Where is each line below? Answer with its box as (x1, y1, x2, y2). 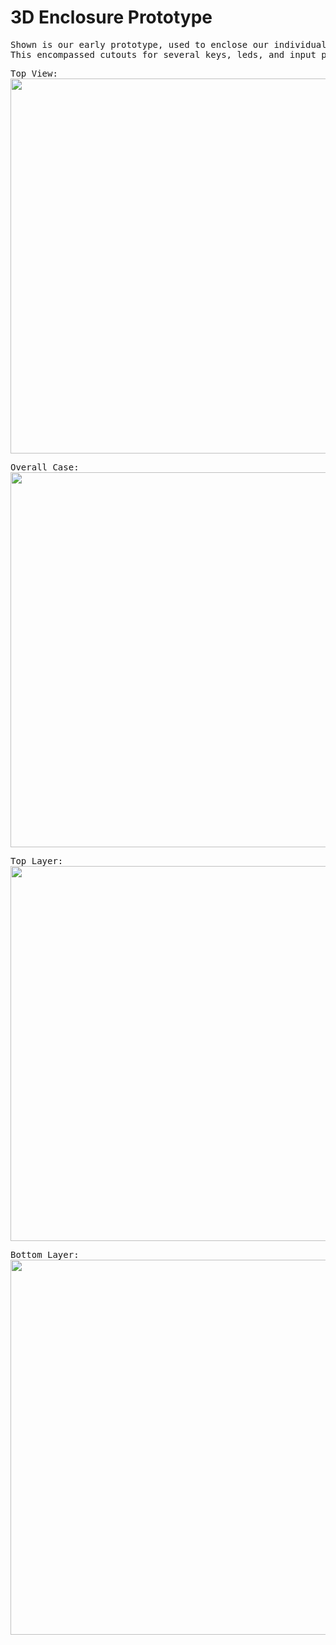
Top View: (10, 67, 58, 79)
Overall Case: (10, 461, 80, 473)
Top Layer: (10, 855, 64, 866)
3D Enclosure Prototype (10, 6, 213, 29)
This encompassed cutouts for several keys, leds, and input (10, 49, 317, 60)
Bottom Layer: (10, 1249, 80, 1260)
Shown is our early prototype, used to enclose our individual (10, 39, 327, 50)
